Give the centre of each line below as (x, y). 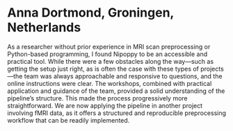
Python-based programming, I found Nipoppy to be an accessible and (107, 54)
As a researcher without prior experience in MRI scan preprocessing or (109, 46)
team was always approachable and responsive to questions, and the (123, 76)
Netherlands (44, 27)
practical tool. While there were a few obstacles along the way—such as (111, 61)
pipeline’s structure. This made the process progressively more (97, 98)
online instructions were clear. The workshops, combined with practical (110, 83)
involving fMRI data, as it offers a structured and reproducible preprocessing (117, 113)
